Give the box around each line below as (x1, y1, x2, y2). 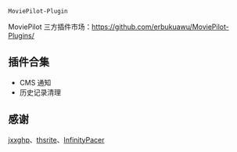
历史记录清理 (19, 87, 61, 97)
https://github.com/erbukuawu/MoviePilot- (91, 22, 229, 31)
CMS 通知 (19, 78, 52, 87)
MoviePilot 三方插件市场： (8, 22, 92, 31)
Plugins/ (8, 31, 35, 40)
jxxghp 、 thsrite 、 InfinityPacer (8, 135, 105, 144)
